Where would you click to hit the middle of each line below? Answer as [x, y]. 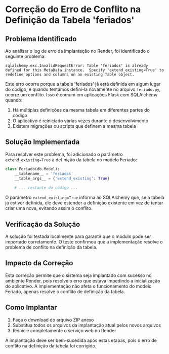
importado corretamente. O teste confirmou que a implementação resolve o [84, 242]
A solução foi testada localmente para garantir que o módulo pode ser [78, 236]
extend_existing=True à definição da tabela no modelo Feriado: [71, 160]
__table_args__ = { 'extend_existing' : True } [62, 179]
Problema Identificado [41, 39]
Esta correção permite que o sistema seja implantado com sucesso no [78, 275]
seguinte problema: [25, 56]
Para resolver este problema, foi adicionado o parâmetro [64, 154]
